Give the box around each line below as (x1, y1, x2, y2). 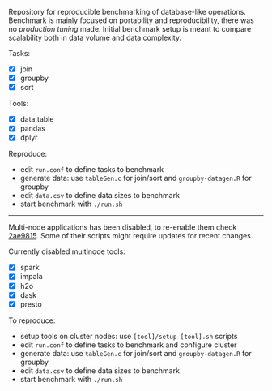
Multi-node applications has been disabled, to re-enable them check (8, 222, 237, 232)
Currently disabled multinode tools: (8, 247, 125, 256)
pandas (19, 123, 46, 133)
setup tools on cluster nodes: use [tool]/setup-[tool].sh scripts (19, 331, 238, 341)
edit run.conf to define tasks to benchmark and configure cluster (19, 340, 237, 350)
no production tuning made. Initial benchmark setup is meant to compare (8, 24, 252, 33)
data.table (19, 114, 54, 124)
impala (19, 272, 43, 281)
